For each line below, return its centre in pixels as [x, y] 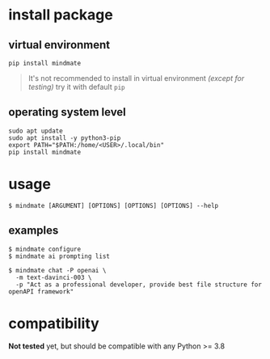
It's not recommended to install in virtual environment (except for [136, 78]
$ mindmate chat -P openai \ [57, 270]
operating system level [67, 112]
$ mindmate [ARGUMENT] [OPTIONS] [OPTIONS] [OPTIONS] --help [114, 205]
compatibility [54, 323]
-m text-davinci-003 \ [54, 277]
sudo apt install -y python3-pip [65, 138]
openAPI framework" [41, 291]
